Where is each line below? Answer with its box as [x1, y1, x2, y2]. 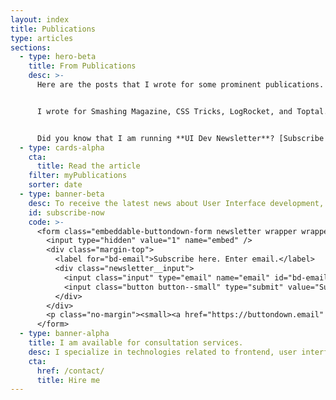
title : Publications [10, 24, 97, 34]
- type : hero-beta [19, 52, 97, 62]
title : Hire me [36, 375, 101, 385]
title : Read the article [36, 161, 141, 171]
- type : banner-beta [19, 189, 105, 199]
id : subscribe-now [28, 207, 105, 218]
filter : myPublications [28, 171, 128, 181]
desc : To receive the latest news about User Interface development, [28, 198, 325, 208]
